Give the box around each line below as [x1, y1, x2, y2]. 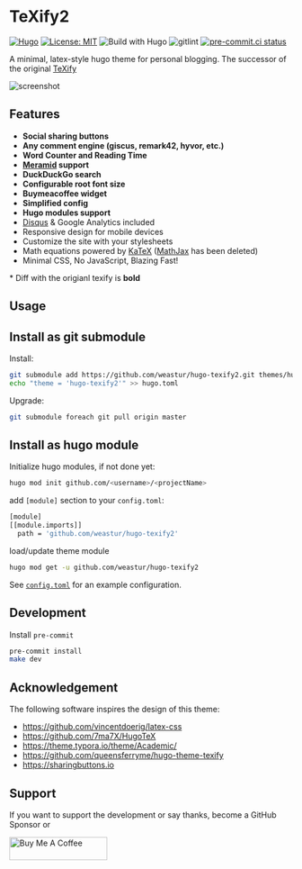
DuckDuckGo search [22, 168, 102, 179]
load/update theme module [9, 545, 110, 556]
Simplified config [22, 197, 88, 208]
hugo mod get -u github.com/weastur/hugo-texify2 [9, 563, 200, 572]
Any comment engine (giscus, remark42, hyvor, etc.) [22, 140, 225, 150]
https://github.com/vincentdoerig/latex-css [22, 721, 182, 732]
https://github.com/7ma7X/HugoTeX [22, 731, 156, 742]
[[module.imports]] [9, 520, 83, 530]
